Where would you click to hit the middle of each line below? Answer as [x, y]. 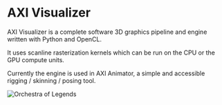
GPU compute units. [36, 59]
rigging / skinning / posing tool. [52, 80]
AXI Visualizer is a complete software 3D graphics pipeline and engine [107, 32]
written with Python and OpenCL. [55, 39]
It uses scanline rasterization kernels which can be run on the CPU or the [111, 52]
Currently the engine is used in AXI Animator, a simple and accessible [106, 73]
